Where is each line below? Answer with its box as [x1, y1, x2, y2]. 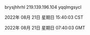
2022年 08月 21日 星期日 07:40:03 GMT [4, 25, 86, 31]
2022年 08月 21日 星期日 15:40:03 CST [4, 14, 84, 20]
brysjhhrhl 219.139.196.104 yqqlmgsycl [4, 4, 82, 10]
